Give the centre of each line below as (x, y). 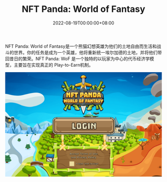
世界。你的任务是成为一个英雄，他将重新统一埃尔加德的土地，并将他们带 (88, 52)
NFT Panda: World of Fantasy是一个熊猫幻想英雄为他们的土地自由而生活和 (81, 46)
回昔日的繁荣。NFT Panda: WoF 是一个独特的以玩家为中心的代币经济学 (78, 59)
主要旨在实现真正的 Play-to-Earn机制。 (53, 65)
